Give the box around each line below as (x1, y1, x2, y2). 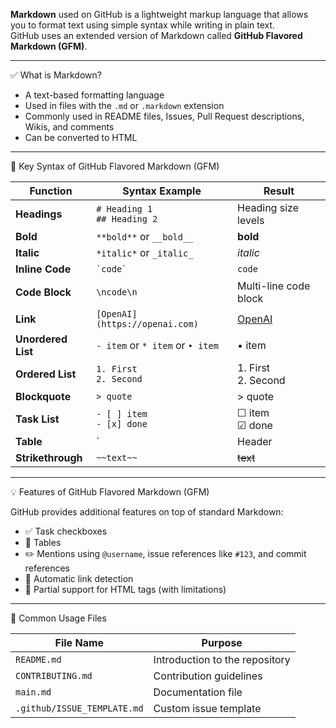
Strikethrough (15, 451, 83, 464)
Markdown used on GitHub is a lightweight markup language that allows (10, 9, 309, 20)
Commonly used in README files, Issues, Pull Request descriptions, (24, 110, 305, 122)
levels (237, 214, 265, 227)
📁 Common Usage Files (10, 612, 107, 624)
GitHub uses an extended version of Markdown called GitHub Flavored (10, 30, 303, 41)
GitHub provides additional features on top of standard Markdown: (10, 506, 284, 518)
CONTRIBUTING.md (15, 670, 93, 681)
